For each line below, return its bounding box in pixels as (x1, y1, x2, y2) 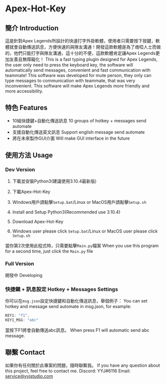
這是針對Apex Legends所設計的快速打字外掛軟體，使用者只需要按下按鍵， (5, 38, 156, 43)
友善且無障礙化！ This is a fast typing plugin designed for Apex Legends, (9, 56, 158, 62)
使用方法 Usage (5, 151, 53, 159)
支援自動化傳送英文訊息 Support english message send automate (12, 129, 145, 135)
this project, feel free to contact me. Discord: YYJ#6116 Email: (5, 368, 131, 374)
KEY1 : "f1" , (5, 313, 30, 318)
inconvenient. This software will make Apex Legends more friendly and (5, 83, 150, 89)
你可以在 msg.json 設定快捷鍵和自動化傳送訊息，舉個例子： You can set (5, 298, 148, 304)
